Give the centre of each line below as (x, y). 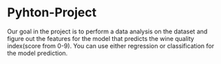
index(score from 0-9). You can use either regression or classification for (111, 46)
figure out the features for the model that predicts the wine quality (101, 38)
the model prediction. (38, 53)
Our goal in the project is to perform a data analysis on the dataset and (107, 31)
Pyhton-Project (52, 13)
